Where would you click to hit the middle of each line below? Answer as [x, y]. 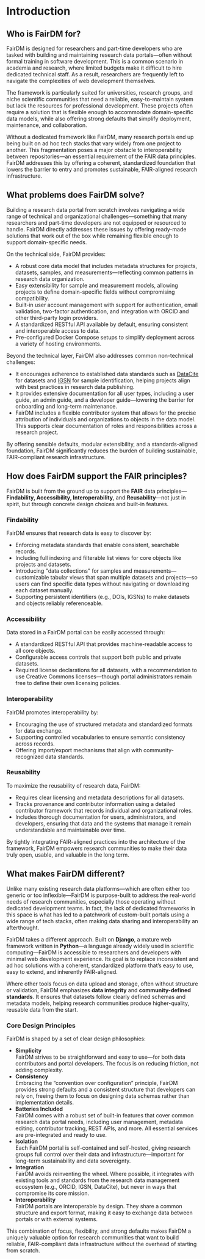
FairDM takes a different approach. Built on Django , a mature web [89, 939]
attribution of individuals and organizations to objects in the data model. [105, 419]
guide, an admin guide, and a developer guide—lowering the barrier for [104, 400]
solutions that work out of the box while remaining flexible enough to [92, 236]
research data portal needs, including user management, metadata [99, 1122]
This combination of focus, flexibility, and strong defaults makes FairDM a [99, 1231]
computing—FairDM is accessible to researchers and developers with [94, 952]
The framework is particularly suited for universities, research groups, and [100, 93]
